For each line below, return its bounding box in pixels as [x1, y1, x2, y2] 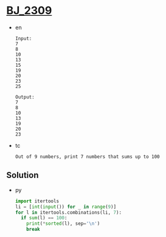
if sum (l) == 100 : [21, 215, 67, 221]
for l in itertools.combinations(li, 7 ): [15, 209, 122, 216]
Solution [6, 170, 39, 180]
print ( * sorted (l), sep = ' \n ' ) [26, 221, 100, 227]
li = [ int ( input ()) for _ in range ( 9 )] [15, 204, 117, 210]
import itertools [15, 198, 60, 204]
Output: [15, 94, 35, 100]
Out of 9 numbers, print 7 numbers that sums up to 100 [15, 153, 160, 160]
